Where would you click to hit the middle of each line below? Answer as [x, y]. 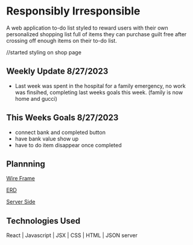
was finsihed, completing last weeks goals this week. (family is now [99, 92]
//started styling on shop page [44, 52]
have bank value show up [47, 138]
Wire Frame [21, 179]
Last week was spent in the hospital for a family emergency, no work [100, 86]
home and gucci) [36, 98]
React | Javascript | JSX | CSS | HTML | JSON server [72, 235]
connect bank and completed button [60, 132]
